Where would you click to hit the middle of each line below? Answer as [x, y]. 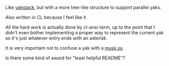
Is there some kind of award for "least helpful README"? [65, 58]
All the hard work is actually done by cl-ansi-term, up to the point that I [80, 27]
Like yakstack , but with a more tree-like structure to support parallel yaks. [83, 7]
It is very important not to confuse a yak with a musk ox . [65, 48]
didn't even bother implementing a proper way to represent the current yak [85, 32]
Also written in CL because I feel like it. [46, 17]
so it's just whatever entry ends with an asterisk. [57, 38]
